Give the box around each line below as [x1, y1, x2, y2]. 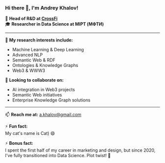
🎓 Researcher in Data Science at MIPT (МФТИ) [5, 21, 104, 27]
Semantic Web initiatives [12, 92, 62, 98]
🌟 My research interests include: [5, 37, 73, 43]
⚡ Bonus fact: [5, 140, 33, 146]
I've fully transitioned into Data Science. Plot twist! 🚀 [5, 153, 111, 159]
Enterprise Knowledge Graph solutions [12, 97, 91, 103]
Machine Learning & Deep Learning [12, 47, 84, 53]
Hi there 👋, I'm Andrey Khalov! [5, 4, 79, 11]
